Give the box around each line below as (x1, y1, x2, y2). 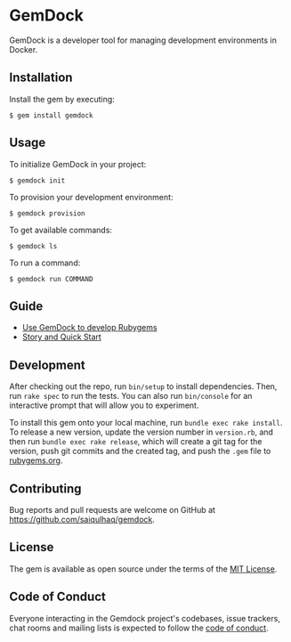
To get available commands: (9, 224, 113, 235)
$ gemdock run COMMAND (9, 274, 93, 283)
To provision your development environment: (9, 191, 174, 202)
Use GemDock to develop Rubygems (21, 322, 158, 333)
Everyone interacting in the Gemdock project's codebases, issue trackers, (9, 613, 280, 623)
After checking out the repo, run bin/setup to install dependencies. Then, (9, 381, 278, 392)
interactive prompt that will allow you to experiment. (9, 400, 199, 410)
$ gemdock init (9, 175, 66, 185)
